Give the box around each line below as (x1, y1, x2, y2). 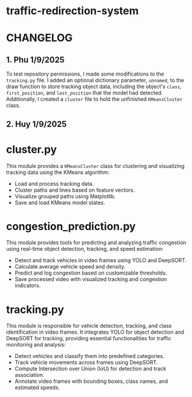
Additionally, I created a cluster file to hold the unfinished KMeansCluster (6, 96, 183, 103)
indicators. (14, 282, 41, 289)
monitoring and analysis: (6, 341, 66, 348)
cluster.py (6, 143, 57, 156)
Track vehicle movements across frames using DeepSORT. (14, 359, 158, 366)
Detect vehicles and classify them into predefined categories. (14, 353, 165, 360)
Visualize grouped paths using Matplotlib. (14, 192, 116, 199)
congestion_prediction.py (6, 220, 136, 233)
